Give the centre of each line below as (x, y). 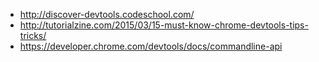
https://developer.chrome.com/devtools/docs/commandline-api (151, 46)
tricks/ (33, 35)
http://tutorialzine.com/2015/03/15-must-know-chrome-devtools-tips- (164, 25)
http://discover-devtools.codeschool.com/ (107, 14)
